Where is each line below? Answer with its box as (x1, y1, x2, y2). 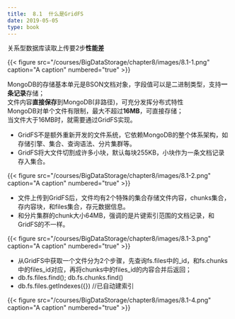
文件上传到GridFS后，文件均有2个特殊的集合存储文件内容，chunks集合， (17, 194, 231, 202)
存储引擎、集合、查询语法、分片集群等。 (17, 140, 136, 148)
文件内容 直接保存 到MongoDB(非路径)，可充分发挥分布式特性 (7, 98, 184, 106)
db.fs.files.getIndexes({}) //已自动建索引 (17, 281, 134, 291)
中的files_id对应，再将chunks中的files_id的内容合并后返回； (17, 265, 193, 274)
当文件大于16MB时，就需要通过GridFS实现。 (7, 116, 137, 124)
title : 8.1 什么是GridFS (7, 10, 84, 18)
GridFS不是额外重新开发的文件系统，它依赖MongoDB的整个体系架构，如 (17, 130, 229, 139)
